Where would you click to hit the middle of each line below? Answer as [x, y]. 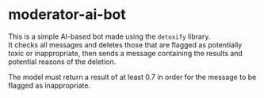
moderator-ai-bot [67, 15]
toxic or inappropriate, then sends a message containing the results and [126, 53]
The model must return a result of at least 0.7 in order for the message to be [132, 77]
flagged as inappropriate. [50, 85]
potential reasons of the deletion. [62, 62]
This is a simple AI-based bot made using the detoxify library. [109, 36]
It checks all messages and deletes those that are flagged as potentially [125, 44]
